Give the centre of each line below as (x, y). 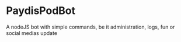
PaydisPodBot (41, 11)
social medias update (32, 33)
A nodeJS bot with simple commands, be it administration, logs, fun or (90, 27)
